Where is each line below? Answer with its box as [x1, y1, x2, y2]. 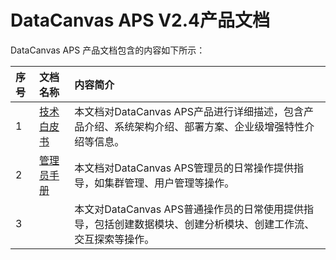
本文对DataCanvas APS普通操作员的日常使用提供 [74, 202, 305, 216]
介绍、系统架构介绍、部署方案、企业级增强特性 [84, 119, 305, 133]
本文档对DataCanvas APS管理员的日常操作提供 [74, 161, 295, 175]
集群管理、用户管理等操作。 [104, 176, 235, 190]
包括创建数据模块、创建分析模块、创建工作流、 [94, 217, 315, 231]
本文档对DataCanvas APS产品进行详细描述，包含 [74, 104, 305, 118]
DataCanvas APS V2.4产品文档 [10, 9, 270, 32]
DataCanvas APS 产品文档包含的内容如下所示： [10, 44, 206, 56]
